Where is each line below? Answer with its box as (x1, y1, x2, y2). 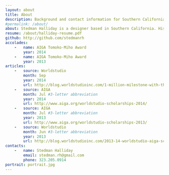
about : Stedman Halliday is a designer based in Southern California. (5, 26, 156, 31)
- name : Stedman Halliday (14, 148, 73, 153)
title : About (5, 12, 33, 17)
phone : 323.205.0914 (23, 157, 66, 162)
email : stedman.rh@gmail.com (23, 153, 84, 158)
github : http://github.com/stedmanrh (5, 36, 84, 41)
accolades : (5, 40, 28, 45)
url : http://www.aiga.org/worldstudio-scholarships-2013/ (23, 120, 147, 125)
